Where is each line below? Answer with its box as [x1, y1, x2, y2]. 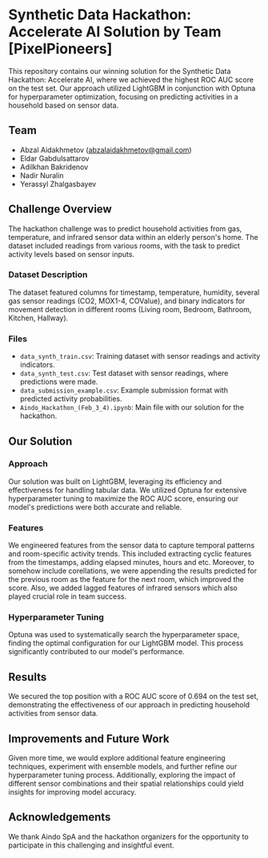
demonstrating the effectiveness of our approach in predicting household [8, 700, 250, 710]
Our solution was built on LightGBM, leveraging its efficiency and [8, 476, 222, 486]
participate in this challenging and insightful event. [8, 840, 174, 850]
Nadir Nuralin [19, 170, 64, 180]
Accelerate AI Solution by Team [8, 22, 222, 41]
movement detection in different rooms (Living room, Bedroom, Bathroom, [8, 304, 252, 314]
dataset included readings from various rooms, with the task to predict [8, 241, 240, 250]
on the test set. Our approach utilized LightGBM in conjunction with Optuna [8, 83, 256, 93]
